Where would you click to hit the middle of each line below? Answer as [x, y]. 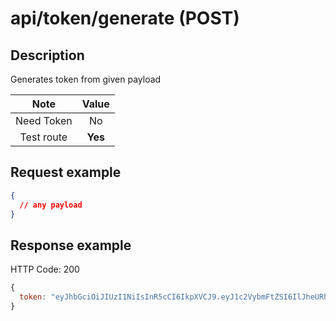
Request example [66, 172]
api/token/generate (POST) [125, 18]
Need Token [44, 120]
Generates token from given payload [86, 79]
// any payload [51, 205]
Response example [71, 245]
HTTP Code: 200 [45, 269]
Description [47, 55]
